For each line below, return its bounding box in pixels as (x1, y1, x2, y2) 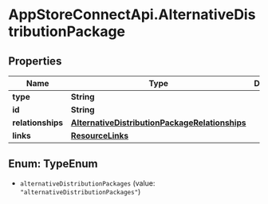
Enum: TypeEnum (8, 157, 98, 171)
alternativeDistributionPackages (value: (19, 178, 156, 188)
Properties (8, 54, 62, 68)
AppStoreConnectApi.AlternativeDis (8, 6, 256, 24)
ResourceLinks (70, 130, 129, 141)
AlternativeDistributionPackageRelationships (70, 117, 246, 128)
